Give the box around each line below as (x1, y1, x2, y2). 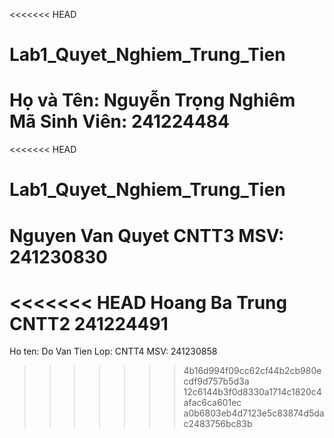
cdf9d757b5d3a (183, 375, 250, 388)
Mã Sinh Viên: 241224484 (9, 110, 230, 133)
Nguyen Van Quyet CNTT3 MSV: (9, 224, 285, 247)
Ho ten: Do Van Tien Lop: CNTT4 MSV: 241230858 (9, 345, 218, 358)
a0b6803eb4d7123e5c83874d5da (183, 407, 325, 419)
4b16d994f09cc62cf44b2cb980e (183, 365, 322, 377)
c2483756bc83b (183, 418, 253, 430)
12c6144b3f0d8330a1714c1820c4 (183, 386, 322, 398)
